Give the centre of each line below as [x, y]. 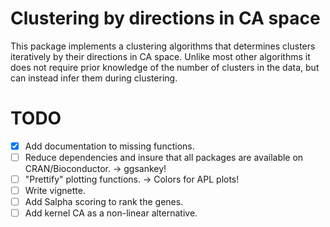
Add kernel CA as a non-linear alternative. [111, 213]
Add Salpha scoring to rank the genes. [104, 202]
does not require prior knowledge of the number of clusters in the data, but [165, 67]
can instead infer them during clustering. [94, 78]
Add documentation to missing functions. [109, 146]
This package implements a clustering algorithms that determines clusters [163, 46]
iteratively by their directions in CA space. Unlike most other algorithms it [160, 56]
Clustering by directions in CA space [165, 18]
